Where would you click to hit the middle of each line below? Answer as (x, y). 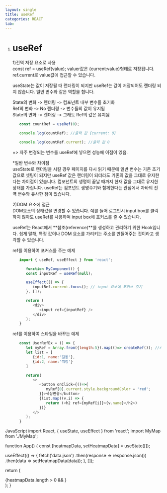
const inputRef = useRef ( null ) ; (59, 273)
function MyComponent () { (52, 269)
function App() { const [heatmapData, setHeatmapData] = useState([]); (78, 446)
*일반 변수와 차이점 (31, 163)
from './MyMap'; (22, 436)
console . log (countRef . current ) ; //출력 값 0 (64, 142)
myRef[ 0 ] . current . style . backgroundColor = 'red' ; (98, 389)
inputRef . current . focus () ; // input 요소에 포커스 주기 (87, 287)
